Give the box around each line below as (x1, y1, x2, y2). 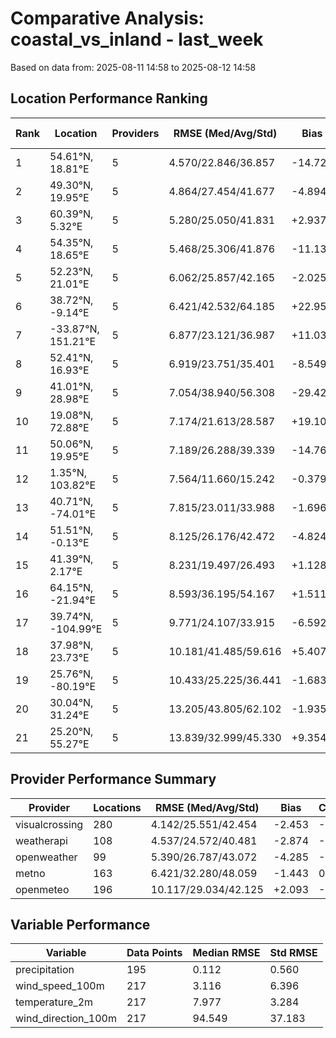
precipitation (15, 963, 75, 977)
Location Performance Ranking (10, 90, 208, 107)
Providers (111, 126, 160, 140)
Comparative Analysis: (10, 7, 205, 30)
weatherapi (15, 833, 68, 847)
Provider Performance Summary (10, 771, 217, 788)
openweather (15, 850, 78, 864)
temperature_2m (15, 995, 94, 1009)
